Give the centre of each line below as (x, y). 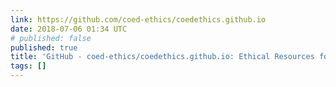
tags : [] (28, 66)
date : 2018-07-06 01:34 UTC (69, 29)
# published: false (51, 38)
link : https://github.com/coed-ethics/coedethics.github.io (138, 19)
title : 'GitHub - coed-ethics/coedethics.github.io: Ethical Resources (162, 57)
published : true (44, 47)
